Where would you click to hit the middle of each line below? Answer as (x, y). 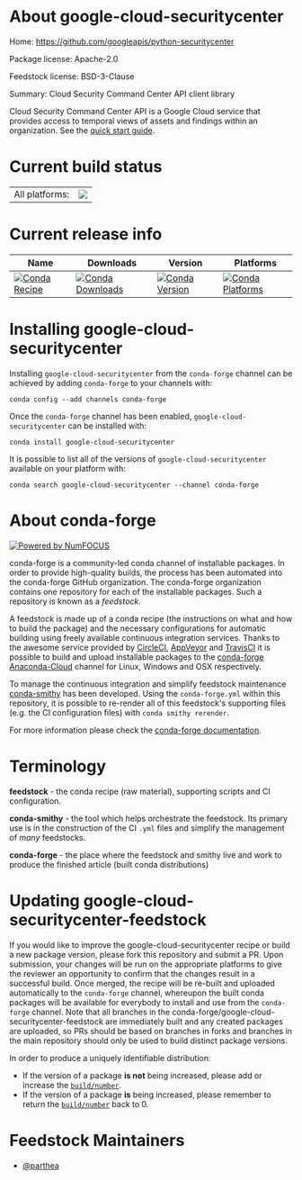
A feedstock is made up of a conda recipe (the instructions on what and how (151, 618)
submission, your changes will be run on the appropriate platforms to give (146, 964)
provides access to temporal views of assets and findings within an (133, 121)
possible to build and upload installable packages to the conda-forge (137, 657)
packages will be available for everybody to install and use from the (134, 1002)
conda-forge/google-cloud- (224, 1012)
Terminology (58, 766)
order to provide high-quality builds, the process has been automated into (146, 572)
